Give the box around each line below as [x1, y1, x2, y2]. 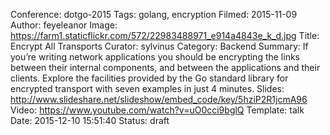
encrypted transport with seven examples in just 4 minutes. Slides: [10, 83, 285, 94]
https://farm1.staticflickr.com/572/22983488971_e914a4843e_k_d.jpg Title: [10, 30, 320, 41]
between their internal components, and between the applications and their [10, 62, 321, 73]
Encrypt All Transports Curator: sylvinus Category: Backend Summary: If [10, 40, 309, 52]
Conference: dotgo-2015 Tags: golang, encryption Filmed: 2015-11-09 [10, 9, 298, 20]
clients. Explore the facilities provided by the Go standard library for [10, 72, 289, 84]
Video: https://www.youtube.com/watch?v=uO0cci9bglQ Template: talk [10, 104, 305, 116]
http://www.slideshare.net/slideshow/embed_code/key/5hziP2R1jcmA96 [10, 94, 308, 105]
